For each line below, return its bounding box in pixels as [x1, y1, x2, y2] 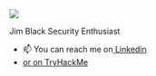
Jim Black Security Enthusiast [9, 26, 121, 36]
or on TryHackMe [22, 57, 89, 67]
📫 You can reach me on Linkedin [22, 44, 147, 54]
